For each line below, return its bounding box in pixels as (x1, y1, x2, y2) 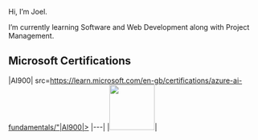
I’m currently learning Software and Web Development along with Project (8, 23, 250, 31)
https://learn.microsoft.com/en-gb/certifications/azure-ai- (49, 76, 243, 85)
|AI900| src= (8, 76, 51, 85)
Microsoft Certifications (8, 54, 131, 68)
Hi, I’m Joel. (8, 7, 48, 16)
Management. (8, 31, 55, 40)
